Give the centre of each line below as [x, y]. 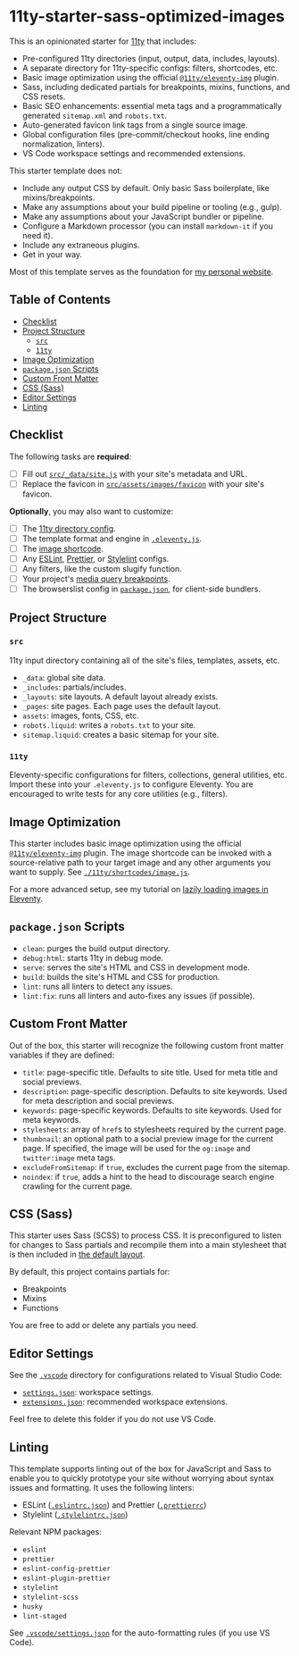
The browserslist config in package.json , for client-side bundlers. [141, 589]
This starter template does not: [66, 171]
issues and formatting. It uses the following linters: [102, 1487]
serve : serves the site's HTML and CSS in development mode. [136, 967]
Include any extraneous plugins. [81, 245]
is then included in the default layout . [77, 1255]
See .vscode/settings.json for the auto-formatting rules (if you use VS [140, 1633]
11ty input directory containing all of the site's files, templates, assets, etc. [145, 660]
